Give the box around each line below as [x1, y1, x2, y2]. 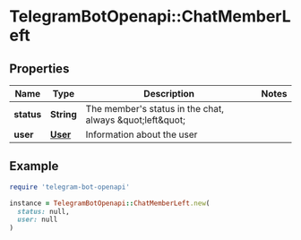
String [49, 108, 78, 120]
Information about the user [85, 128, 198, 141]
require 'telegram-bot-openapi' [9, 182, 130, 192]
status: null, [17, 207, 70, 216]
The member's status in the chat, [85, 103, 224, 115]
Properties [9, 61, 70, 76]
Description [142, 88, 195, 99]
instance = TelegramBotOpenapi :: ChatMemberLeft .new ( [9, 199, 211, 208]
